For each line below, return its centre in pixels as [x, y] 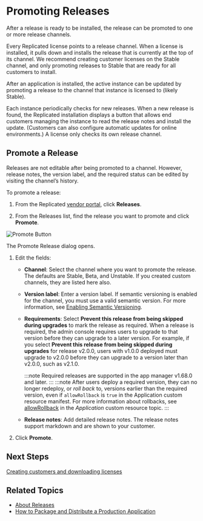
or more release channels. [39, 34]
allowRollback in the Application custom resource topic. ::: [97, 408]
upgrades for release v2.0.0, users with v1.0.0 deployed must [101, 351]
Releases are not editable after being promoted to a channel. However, [94, 167]
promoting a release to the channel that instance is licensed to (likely [92, 90]
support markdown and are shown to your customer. [90, 426]
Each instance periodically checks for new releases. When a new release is [100, 108]
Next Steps [28, 457]
